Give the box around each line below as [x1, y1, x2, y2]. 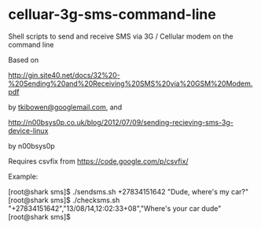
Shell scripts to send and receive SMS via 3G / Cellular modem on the [8, 31, 233, 41]
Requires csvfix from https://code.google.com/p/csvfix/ [8, 156, 189, 166]
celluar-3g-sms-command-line [8, 6, 216, 24]
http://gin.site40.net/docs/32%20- [8, 70, 120, 79]
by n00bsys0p [8, 141, 55, 150]
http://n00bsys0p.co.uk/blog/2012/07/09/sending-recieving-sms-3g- [8, 117, 233, 127]
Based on [8, 55, 39, 65]
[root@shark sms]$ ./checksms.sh [8, 195, 120, 205]
